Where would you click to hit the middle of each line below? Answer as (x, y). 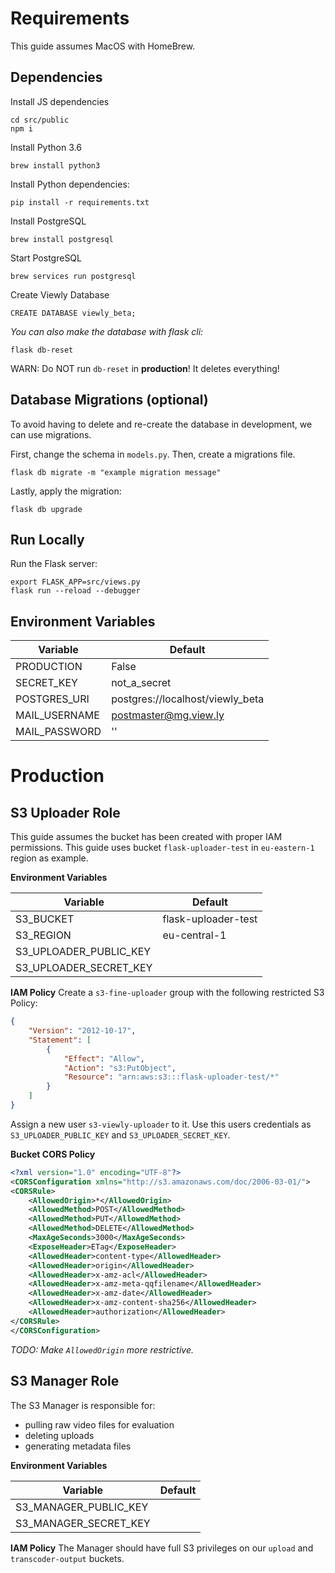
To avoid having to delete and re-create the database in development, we (161, 424)
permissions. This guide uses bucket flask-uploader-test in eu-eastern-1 (162, 848)
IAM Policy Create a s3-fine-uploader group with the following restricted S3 (167, 993)
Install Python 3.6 (46, 147)
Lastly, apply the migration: (66, 491)
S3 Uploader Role (65, 812)
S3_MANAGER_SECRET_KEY (83, 1523)
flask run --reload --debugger (75, 591)
